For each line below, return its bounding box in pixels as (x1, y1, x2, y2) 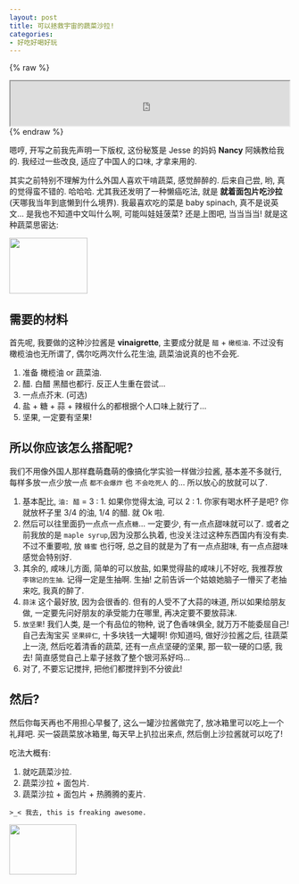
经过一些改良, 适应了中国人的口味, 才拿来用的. (29, 156, 197, 167)
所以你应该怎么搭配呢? (9, 441, 134, 456)
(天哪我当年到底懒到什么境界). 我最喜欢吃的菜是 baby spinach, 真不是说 (9, 197, 271, 208)
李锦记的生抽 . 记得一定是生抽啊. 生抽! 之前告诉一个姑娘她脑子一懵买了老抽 (21, 574, 287, 584)
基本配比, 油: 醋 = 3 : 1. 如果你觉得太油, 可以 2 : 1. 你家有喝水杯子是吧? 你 (21, 496, 289, 507)
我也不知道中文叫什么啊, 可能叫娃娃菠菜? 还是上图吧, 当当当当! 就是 (34, 209, 281, 219)
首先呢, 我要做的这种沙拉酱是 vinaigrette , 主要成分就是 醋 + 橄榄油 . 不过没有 (9, 337, 285, 348)
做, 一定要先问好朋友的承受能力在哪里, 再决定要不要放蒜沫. (21, 607, 237, 618)
